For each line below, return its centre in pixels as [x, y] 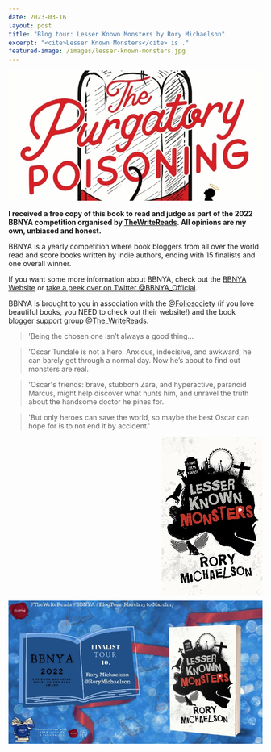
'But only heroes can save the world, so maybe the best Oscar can [139, 418]
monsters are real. [58, 369]
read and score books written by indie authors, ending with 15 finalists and [132, 255]
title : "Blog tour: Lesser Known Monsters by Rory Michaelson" [117, 34]
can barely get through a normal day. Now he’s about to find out [134, 361]
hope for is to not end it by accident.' [89, 426]
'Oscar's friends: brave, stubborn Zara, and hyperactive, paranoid [138, 385]
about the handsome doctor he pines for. [96, 402]
